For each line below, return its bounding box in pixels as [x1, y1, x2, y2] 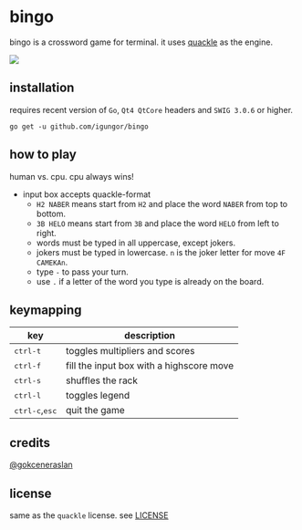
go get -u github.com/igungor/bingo [9, 121, 149, 131]
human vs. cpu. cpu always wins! [9, 171, 134, 182]
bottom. [36, 208, 67, 219]
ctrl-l [14, 390, 41, 400]
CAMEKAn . [36, 256, 68, 267]
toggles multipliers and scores [65, 345, 195, 358]
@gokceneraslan [9, 459, 73, 471]
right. [36, 227, 57, 238]
